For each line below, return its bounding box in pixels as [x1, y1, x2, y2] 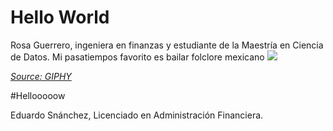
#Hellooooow [10, 89, 66, 101]
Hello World [10, 6, 110, 29]
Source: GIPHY [10, 70, 72, 82]
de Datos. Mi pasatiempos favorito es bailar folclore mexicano [10, 51, 265, 63]
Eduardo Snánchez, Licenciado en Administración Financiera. [10, 109, 264, 121]
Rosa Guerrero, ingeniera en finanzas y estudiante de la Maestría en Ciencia [10, 39, 324, 51]
